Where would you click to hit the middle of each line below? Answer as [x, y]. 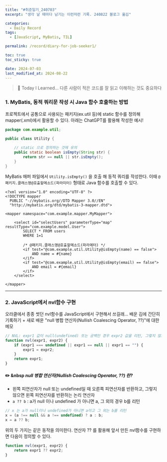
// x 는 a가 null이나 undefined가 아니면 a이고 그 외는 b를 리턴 [66, 411]
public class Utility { [30, 139]
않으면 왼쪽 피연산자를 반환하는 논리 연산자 [54, 395]
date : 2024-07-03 [23, 69]
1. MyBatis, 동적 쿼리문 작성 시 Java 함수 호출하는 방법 [67, 102]
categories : [17, 23]
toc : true [15, 55]
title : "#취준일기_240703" [31, 10]
